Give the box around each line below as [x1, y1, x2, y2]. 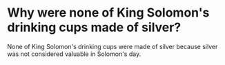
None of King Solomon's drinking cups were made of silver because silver [7, 42, 218, 50]
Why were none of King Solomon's [7, 5, 210, 21]
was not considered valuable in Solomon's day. [7, 50, 141, 58]
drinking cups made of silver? [7, 19, 182, 35]
